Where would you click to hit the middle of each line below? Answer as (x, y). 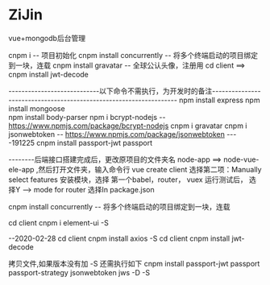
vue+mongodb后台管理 (47, 38)
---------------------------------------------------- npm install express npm (134, 100)
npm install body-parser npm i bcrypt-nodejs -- (87, 117)
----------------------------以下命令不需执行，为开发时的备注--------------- (135, 91)
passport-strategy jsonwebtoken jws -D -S (79, 272)
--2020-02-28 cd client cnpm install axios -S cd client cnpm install (119, 238)
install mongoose (37, 108)
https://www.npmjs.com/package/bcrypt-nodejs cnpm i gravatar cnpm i (128, 126)
